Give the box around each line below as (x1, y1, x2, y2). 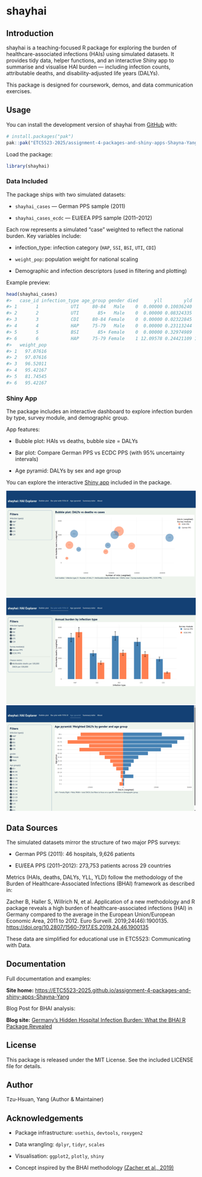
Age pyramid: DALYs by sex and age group (14, 467, 121, 474)
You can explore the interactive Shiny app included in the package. (6, 479, 172, 486)
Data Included (6, 177, 48, 186)
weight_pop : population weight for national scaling (14, 255, 138, 263)
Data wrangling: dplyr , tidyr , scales (14, 1141, 105, 1148)
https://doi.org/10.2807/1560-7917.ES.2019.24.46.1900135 (6, 924, 149, 931)
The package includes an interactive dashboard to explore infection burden (6, 408, 193, 415)
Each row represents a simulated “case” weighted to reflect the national (6, 225, 183, 233)
